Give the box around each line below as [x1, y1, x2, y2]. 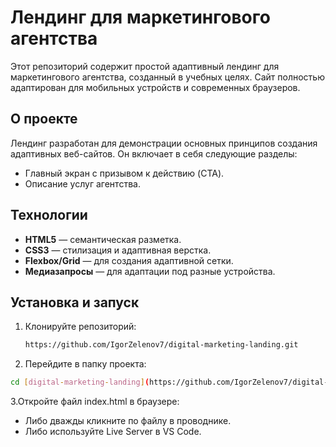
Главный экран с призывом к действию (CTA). [24, 167, 225, 179]
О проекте [10, 111, 78, 128]
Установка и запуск [10, 294, 140, 311]
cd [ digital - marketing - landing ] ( [10, 377, 150, 388]
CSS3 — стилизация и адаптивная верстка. [24, 244, 212, 256]
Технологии [10, 207, 88, 224]
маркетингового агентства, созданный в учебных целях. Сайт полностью [10, 71, 325, 83]
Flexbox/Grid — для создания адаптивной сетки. [24, 254, 234, 266]
